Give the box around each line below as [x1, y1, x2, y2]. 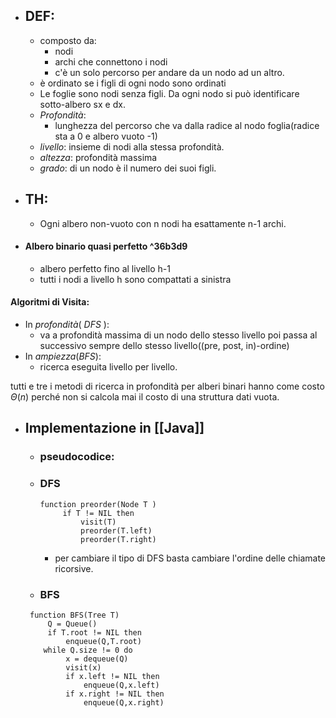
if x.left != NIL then [65, 671, 160, 681]
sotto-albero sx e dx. [39, 98, 126, 110]
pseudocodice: [39, 450, 115, 464]
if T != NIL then [62, 508, 135, 518]
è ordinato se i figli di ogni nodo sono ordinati [39, 77, 227, 89]
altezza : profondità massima [39, 151, 158, 163]
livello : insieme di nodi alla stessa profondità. [39, 140, 225, 153]
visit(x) [65, 662, 102, 673]
